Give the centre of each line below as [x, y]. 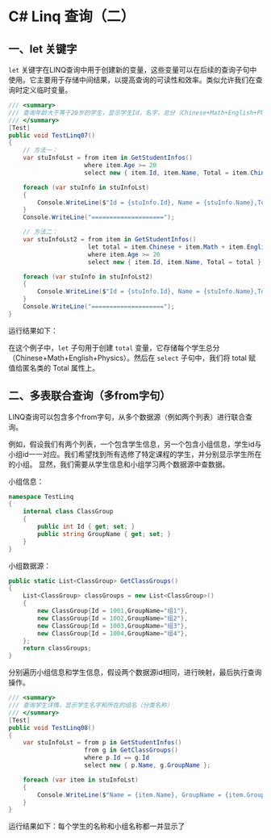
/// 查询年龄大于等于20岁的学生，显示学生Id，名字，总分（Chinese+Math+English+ [133, 113]
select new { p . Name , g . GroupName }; [148, 765]
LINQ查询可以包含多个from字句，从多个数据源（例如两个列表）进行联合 [127, 417]
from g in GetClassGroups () [131, 750]
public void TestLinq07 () [52, 135]
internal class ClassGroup [68, 512]
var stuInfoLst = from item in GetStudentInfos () [108, 158]
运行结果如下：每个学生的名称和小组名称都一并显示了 [97, 826]
